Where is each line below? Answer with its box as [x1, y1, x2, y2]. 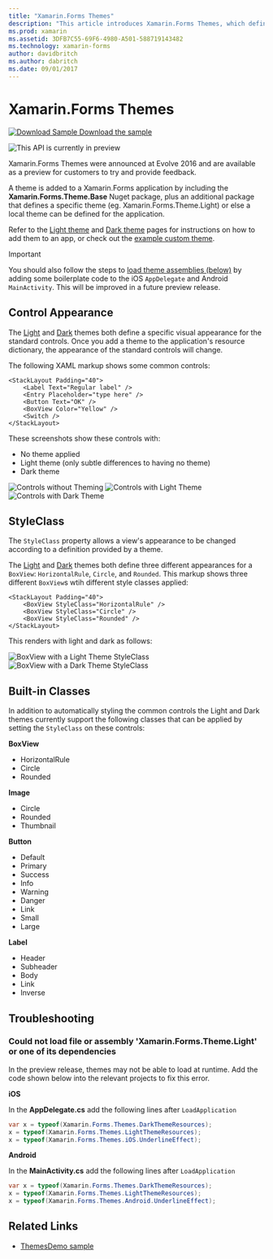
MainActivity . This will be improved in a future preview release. [8, 282, 221, 292]
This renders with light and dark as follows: [8, 636, 153, 646]
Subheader [19, 962, 58, 972]
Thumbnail [19, 821, 57, 831]
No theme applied [19, 449, 80, 458]
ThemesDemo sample [19, 1241, 94, 1251]
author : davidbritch [8, 50, 79, 58]
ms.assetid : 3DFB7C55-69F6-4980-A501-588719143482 [8, 34, 184, 43]
